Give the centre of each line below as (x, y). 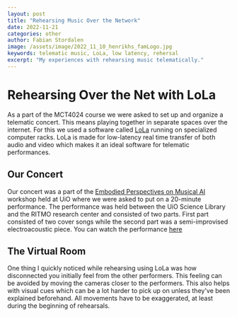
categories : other (34, 34)
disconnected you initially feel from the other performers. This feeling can (115, 276)
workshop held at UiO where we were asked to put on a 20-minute (104, 199)
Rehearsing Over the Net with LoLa (112, 94)
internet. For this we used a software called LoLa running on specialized (112, 129)
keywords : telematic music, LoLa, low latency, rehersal (93, 54)
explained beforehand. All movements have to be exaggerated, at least (110, 299)
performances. (29, 152)
